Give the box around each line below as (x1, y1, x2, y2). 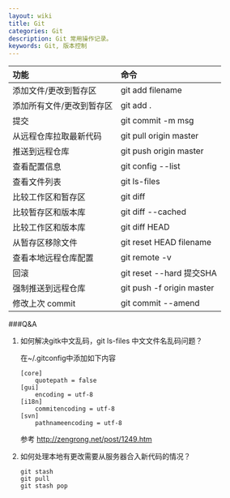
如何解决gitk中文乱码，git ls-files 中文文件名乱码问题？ (19, 336, 203, 346)
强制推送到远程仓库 (12, 283, 87, 294)
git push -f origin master (120, 282, 215, 294)
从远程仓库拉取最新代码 (12, 131, 103, 142)
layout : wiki (8, 11, 53, 20)
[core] (19, 370, 43, 378)
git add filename (120, 84, 182, 96)
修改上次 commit (12, 298, 76, 309)
